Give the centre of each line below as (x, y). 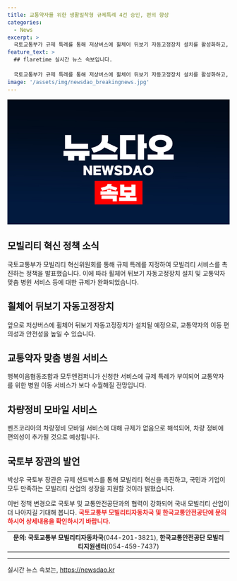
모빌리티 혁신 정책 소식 (54, 246)
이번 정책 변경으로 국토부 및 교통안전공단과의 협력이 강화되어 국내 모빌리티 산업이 (119, 504)
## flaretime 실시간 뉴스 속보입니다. (63, 60)
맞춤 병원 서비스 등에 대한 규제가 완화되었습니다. (73, 282)
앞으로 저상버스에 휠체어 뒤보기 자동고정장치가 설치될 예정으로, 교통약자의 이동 (115, 324)
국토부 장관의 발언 (44, 461)
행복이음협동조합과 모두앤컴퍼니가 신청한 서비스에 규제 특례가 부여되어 (103, 376)
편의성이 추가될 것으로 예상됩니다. (54, 437)
